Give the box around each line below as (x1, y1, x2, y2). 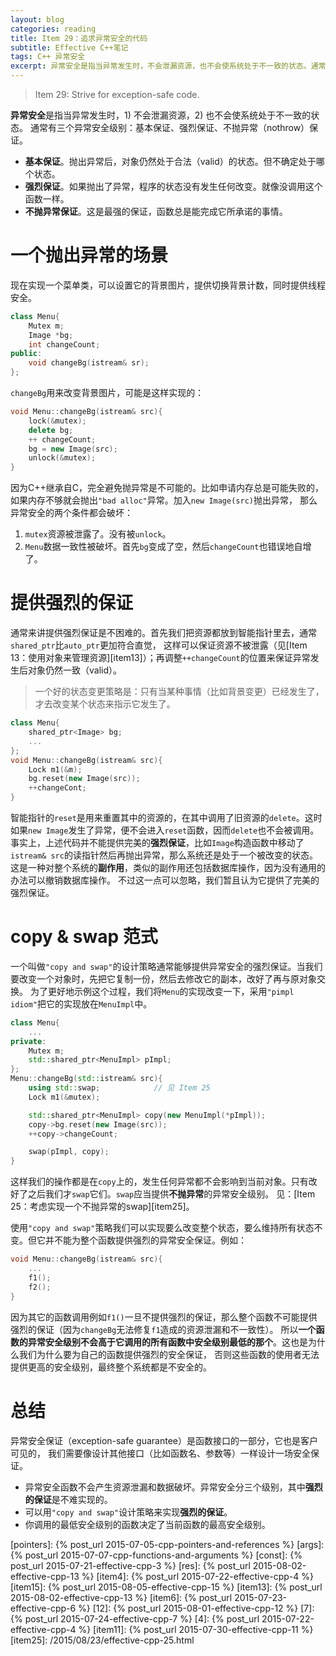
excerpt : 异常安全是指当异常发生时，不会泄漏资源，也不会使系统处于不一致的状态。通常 (10, 61, 327, 71)
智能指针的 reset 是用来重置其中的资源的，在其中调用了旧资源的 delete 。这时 (10, 812, 323, 823)
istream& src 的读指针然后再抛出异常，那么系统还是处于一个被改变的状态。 (10, 849, 318, 861)
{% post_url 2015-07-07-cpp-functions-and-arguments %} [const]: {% (10, 1549, 303, 1561)
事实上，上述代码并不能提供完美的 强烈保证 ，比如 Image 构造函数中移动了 (10, 837, 305, 848)
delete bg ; (28, 425, 74, 435)
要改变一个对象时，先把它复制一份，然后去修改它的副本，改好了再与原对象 (10, 972, 317, 985)
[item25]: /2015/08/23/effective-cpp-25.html (10, 1634, 195, 1646)
